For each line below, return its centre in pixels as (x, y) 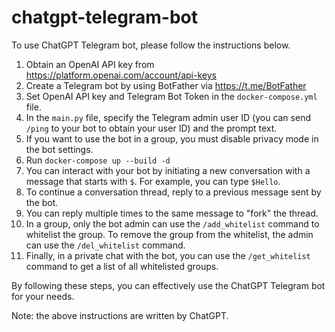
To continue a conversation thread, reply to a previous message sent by (173, 192)
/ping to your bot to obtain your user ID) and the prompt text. (151, 128)
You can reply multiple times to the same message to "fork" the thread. (172, 213)
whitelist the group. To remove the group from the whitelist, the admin (169, 234)
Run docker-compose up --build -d (98, 160)
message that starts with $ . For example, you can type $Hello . (153, 181)
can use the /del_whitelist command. (105, 245)
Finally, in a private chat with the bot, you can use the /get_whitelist (168, 255)
